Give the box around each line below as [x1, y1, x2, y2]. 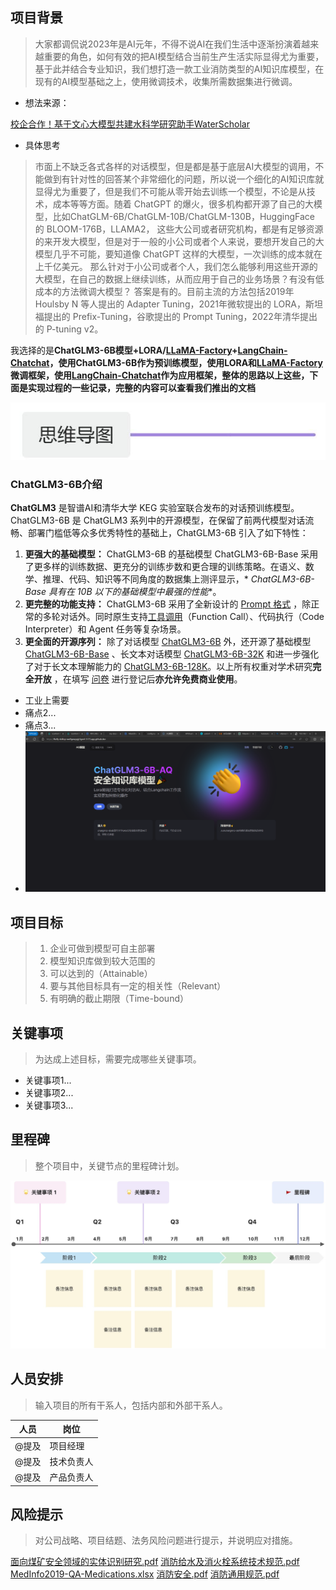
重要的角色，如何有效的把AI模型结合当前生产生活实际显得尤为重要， [43, 50, 325, 62]
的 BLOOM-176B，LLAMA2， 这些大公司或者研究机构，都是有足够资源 [34, 223, 324, 235]
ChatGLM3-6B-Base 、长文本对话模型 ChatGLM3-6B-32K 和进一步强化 [24, 648, 320, 660]
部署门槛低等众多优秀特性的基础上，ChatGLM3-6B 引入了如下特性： [27, 526, 309, 538]
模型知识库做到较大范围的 [49, 955, 156, 967]
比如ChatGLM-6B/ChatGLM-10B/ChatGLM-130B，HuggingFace [52, 210, 315, 222]
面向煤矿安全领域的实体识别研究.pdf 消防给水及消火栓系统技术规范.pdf [10, 1556, 300, 1568]
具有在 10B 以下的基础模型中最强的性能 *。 [48, 585, 222, 597]
